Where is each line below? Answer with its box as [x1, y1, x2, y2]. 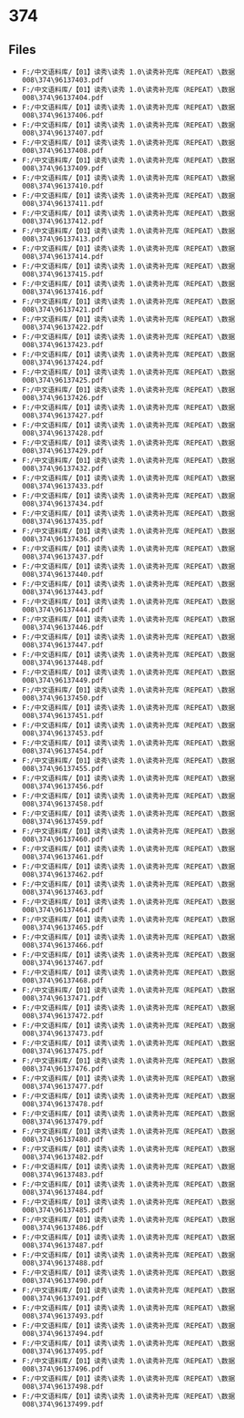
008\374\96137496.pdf [21, 1364, 104, 1373]
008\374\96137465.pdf [21, 923, 104, 932]
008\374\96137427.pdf [21, 411, 104, 420]
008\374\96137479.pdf [21, 1117, 104, 1126]
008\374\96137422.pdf [21, 323, 104, 332]
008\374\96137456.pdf [21, 782, 104, 791]
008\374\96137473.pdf [21, 1029, 104, 1038]
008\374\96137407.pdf [21, 128, 104, 138]
